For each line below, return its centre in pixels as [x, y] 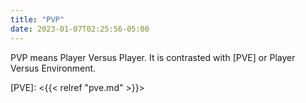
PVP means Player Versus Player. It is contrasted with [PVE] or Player [153, 57]
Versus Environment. [53, 68]
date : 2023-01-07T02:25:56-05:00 [80, 29]
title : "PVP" [37, 19]
